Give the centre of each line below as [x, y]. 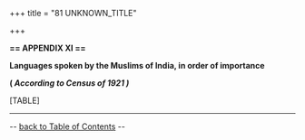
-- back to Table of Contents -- [67, 126]
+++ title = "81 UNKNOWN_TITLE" [74, 13]
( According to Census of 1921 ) [69, 83]
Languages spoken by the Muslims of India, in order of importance [137, 65]
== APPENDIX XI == [48, 48]
